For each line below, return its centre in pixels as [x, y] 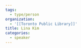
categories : [18, 33]
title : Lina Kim [22, 28]
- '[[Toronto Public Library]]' [44, 24]
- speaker [20, 38]
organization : [20, 19]
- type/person [24, 14]
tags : [11, 10]
